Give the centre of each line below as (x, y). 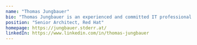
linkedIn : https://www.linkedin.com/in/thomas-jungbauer (77, 33)
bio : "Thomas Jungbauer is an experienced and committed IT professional (99, 17)
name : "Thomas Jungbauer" (37, 11)
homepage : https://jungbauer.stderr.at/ (56, 28)
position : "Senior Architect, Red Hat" (55, 22)
